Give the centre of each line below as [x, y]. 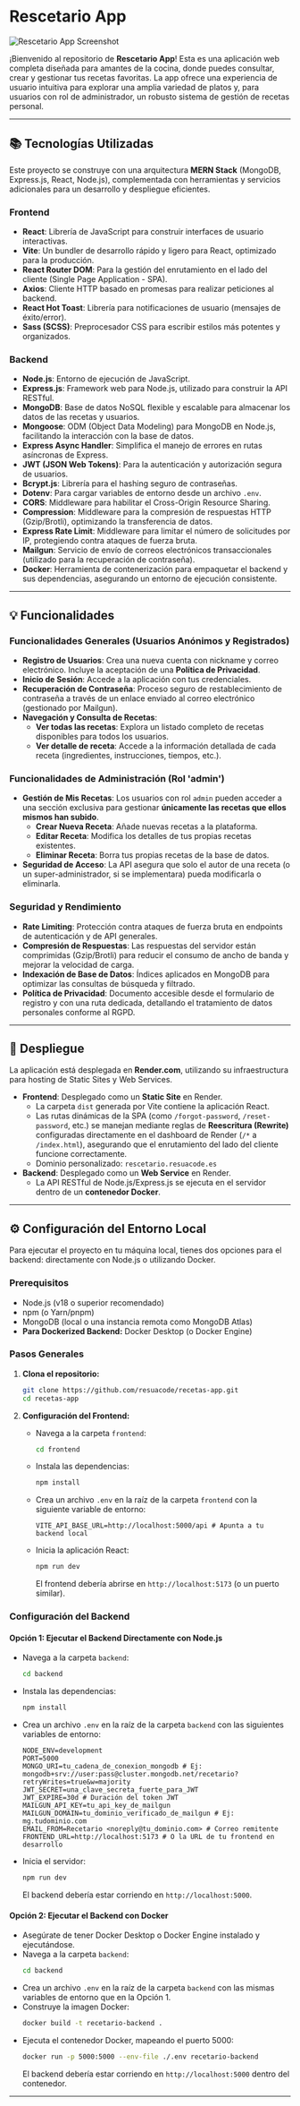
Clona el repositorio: [61, 1374]
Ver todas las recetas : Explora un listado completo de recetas [150, 727]
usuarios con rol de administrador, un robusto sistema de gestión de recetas [150, 97]
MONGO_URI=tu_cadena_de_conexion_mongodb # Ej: [112, 1767]
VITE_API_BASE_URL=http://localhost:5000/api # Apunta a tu [150, 1526]
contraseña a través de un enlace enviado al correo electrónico [138, 698]
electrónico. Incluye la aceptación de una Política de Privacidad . [141, 670]
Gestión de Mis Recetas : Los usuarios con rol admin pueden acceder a [152, 798]
